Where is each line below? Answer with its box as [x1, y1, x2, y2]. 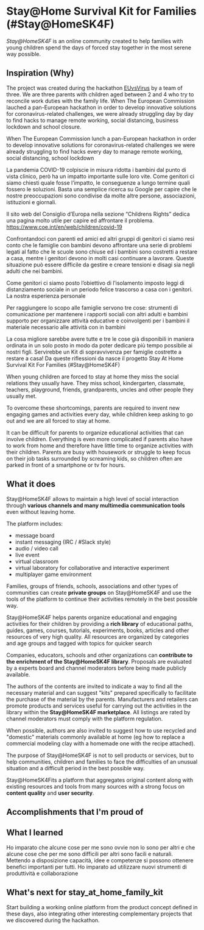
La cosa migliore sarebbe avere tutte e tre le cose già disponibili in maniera [6, 335, 194, 343]
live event [15, 551, 40, 558]
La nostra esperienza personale [6, 292, 86, 299]
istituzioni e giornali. [6, 198, 57, 205]
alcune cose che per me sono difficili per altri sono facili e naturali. [6, 850, 174, 857]
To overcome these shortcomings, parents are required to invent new [6, 404, 180, 411]
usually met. [6, 392, 37, 400]
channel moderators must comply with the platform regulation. [6, 715, 163, 722]
